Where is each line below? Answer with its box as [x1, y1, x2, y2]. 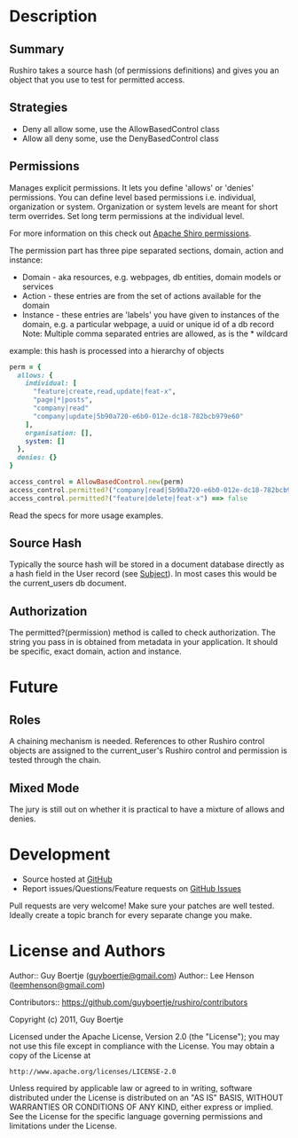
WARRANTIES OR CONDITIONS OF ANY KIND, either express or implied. [9, 1102, 273, 1112]
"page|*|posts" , [32, 396, 93, 404]
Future [9, 677, 59, 697]
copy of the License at [9, 1049, 91, 1061]
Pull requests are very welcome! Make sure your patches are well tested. [9, 900, 275, 911]
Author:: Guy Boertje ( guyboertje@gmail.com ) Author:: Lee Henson [9, 969, 255, 981]
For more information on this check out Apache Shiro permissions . [9, 228, 252, 239]
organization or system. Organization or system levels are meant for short [9, 201, 278, 212]
